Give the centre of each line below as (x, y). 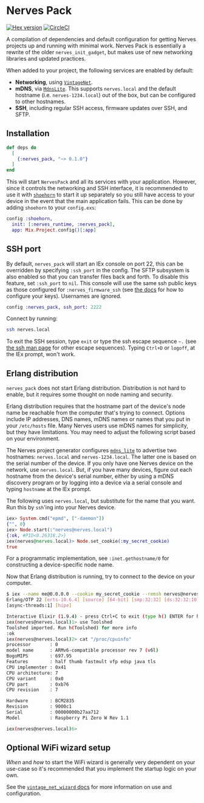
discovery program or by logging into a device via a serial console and (94, 483)
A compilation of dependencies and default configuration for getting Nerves (101, 39)
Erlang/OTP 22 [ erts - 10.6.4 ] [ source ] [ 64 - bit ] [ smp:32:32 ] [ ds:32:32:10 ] (103, 600)
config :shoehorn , (29, 219)
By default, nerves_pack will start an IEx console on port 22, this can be (95, 264)
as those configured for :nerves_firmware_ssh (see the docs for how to (95, 289)
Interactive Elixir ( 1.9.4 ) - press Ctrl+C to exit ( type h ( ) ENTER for (100, 616)
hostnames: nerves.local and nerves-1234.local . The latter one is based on (101, 457)
